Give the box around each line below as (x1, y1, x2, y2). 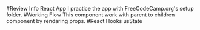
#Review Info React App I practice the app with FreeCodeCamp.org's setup (6, 5, 194, 12)
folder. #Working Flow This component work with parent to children (6, 11, 175, 18)
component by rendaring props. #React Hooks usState (6, 18, 142, 24)
